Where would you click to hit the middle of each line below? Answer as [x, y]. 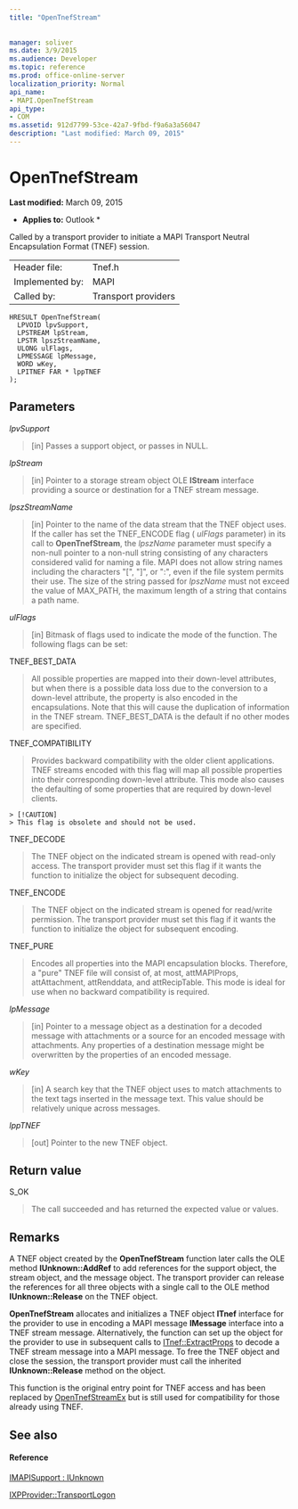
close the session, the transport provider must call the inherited [125, 1361]
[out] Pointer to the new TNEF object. [99, 1143]
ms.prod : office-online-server [67, 76]
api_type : [28, 109]
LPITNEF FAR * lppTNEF [59, 372]
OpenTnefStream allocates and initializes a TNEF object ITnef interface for [147, 1314]
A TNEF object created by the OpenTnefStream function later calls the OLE [147, 1259]
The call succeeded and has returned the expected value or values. [155, 1210]
